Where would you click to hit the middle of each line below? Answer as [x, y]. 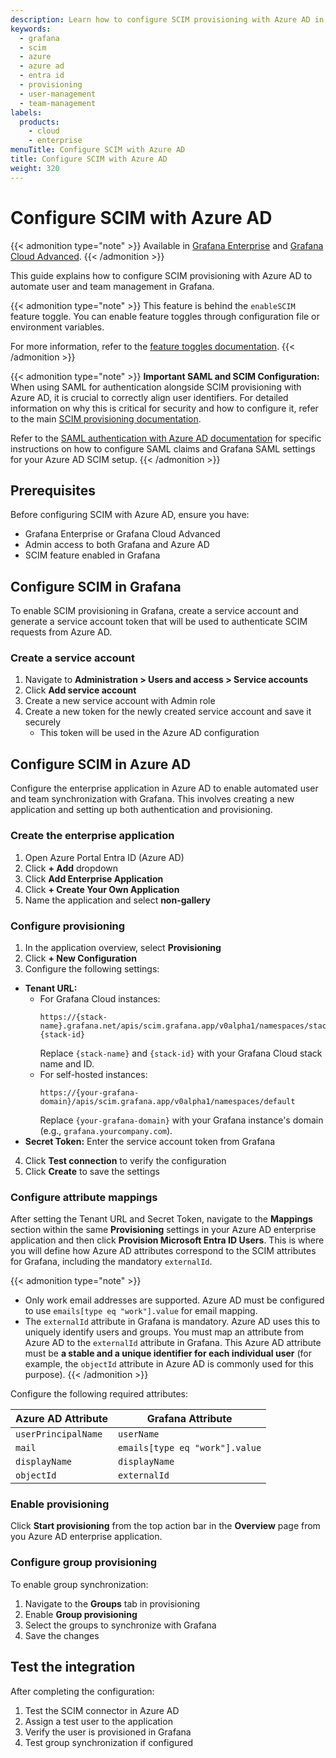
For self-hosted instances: [93, 1074]
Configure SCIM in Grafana [96, 586]
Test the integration [73, 1667]
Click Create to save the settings [92, 1171]
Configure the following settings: [92, 968]
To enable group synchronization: [79, 1584]
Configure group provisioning [84, 1563]
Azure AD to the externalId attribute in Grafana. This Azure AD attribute [173, 1343]
